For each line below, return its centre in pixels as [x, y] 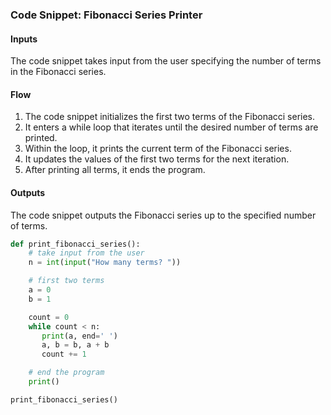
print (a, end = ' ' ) [79, 336]
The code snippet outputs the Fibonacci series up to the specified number [163, 215]
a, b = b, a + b [75, 345]
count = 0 [49, 317]
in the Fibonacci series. [58, 72]
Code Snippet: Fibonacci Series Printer [106, 15]
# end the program [66, 373]
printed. [41, 138]
